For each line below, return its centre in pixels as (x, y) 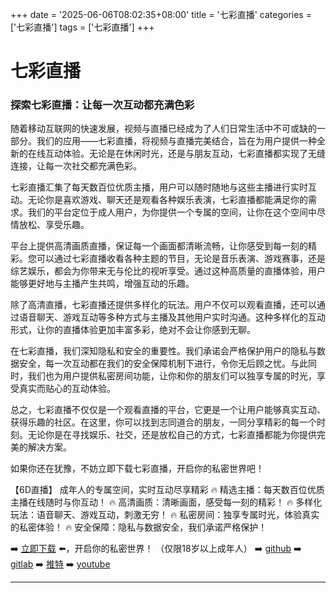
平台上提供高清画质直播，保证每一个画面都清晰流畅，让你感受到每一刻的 (159, 246)
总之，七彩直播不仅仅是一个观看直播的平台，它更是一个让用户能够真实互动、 (168, 410)
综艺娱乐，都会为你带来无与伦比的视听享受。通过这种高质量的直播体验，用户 (168, 271)
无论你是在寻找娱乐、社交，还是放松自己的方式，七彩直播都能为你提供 (172, 435)
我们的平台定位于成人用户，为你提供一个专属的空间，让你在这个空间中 (172, 212)
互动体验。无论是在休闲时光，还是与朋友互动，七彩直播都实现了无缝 (185, 154)
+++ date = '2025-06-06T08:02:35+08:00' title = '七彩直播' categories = (161, 14)
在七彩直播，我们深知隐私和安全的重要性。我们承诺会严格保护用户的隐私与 (163, 351)
